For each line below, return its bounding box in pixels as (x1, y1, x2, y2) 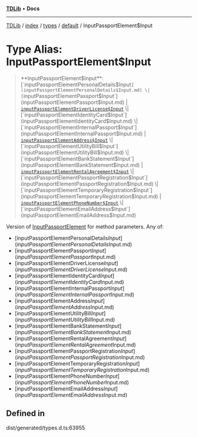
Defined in (6, 409, 45, 419)
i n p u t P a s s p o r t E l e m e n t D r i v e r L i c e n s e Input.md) (16, 266, 128, 273)
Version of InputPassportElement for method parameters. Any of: (6, 223, 164, 230)
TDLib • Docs (6, 5, 40, 12)
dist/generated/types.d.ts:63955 (6, 424, 85, 431)
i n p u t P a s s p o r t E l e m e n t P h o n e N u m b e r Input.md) (16, 379, 129, 386)
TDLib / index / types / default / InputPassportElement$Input (6, 22, 153, 29)
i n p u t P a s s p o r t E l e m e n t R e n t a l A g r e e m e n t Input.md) (16, 341, 137, 348)
